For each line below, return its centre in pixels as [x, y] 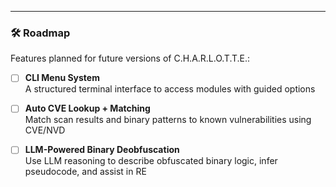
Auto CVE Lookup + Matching [87, 108]
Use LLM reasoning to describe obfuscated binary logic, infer [151, 161]
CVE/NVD [45, 130]
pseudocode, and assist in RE [85, 172]
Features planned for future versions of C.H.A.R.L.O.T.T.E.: [130, 58]
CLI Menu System [62, 78]
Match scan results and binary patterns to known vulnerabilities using [168, 120]
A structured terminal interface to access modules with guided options [170, 89]
